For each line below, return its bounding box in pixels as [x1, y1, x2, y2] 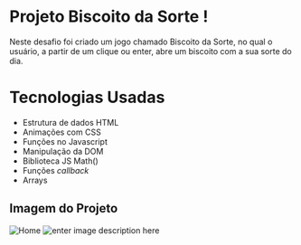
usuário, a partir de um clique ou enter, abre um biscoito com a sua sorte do [9, 45, 292, 56]
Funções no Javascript [22, 136, 108, 146]
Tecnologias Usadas [9, 88, 165, 108]
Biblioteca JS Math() [22, 155, 99, 166]
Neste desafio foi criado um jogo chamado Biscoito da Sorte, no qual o [9, 36, 273, 47]
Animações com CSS [22, 127, 101, 137]
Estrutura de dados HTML [22, 117, 119, 127]
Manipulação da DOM [22, 146, 104, 156]
